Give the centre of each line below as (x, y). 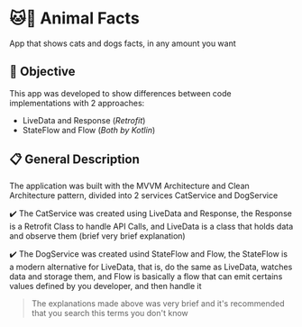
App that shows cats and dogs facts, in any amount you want (123, 43)
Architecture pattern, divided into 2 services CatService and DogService (144, 195)
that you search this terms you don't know (110, 313)
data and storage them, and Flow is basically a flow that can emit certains (146, 276)
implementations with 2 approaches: (77, 103)
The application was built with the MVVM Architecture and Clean (129, 186)
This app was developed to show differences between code (120, 93)
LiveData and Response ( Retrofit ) (84, 120)
